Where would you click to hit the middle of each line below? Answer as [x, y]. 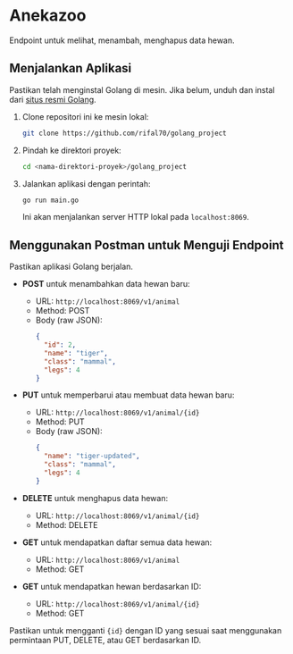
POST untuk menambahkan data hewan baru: [106, 284]
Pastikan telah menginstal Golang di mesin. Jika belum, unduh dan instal [142, 89]
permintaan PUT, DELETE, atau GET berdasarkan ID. [105, 640]
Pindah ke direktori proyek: [72, 150]
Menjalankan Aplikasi [71, 68]
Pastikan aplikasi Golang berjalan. [71, 267]
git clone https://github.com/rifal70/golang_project [124, 133]
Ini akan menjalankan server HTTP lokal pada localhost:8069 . [136, 217]
